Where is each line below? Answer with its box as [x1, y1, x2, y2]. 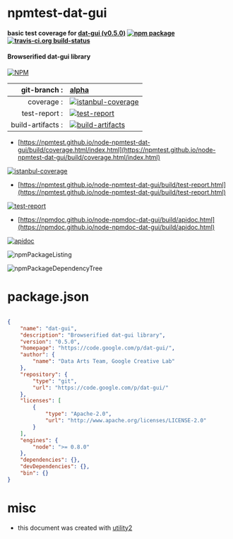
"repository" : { [20, 371, 68, 378]
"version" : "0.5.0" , [20, 338, 80, 345]
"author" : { [20, 352, 55, 359]
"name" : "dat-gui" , [20, 325, 78, 332]
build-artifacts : [11, 120, 64, 129]
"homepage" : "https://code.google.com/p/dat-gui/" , [20, 344, 175, 352]
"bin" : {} [20, 470, 49, 477]
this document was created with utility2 [17, 523, 133, 532]
